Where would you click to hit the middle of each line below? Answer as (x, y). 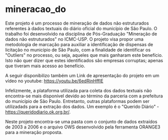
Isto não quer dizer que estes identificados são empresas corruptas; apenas (84, 60)
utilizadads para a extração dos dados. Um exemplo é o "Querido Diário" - (82, 106)
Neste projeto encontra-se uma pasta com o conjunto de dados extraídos (81, 121)
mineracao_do (36, 9)
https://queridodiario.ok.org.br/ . (38, 112)
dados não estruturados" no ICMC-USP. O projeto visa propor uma (74, 39)
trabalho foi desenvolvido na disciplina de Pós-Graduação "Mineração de (81, 34)
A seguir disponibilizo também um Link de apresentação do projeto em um (82, 75)
